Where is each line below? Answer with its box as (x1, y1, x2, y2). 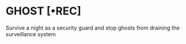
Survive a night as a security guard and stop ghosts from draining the (5, 24, 181, 31)
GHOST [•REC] (5, 4, 82, 18)
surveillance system (5, 30, 56, 37)
